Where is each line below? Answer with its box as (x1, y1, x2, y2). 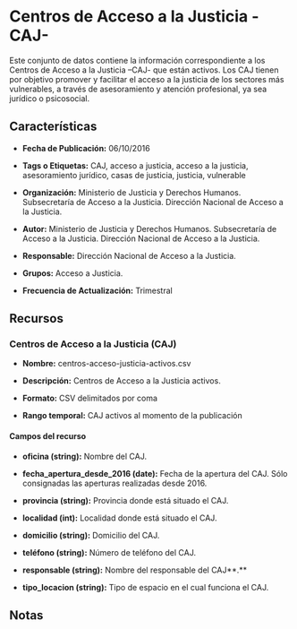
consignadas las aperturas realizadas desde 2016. (21, 478, 208, 488)
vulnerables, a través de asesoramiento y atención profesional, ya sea (9, 83, 267, 94)
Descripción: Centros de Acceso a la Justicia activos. (21, 375, 221, 386)
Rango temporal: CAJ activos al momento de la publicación (21, 410, 243, 421)
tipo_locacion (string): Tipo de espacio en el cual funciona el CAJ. (21, 582, 269, 592)
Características (9, 119, 98, 134)
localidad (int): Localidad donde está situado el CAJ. (21, 513, 217, 523)
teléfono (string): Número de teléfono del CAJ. (21, 547, 197, 557)
